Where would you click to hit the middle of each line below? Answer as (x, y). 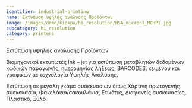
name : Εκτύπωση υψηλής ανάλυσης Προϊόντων (59, 17)
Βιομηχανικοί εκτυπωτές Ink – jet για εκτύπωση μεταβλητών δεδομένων (95, 62)
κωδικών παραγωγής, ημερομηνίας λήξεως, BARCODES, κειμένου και (93, 68)
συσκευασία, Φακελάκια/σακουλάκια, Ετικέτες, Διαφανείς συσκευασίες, (96, 93)
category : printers (30, 34)
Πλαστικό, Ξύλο (26, 99)
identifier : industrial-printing (48, 12)
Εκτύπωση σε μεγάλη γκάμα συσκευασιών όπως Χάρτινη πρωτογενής (93, 86)
